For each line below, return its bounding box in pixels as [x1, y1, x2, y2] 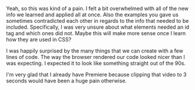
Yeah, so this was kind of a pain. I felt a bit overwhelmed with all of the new [6, 5, 189, 12]
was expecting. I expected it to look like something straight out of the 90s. [6, 60, 186, 67]
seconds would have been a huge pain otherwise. [6, 77, 127, 84]
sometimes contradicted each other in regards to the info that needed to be [6, 18, 189, 24]
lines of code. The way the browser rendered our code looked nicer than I [6, 54, 186, 60]
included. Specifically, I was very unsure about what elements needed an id [6, 23, 190, 30]
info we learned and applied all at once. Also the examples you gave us [6, 11, 179, 18]
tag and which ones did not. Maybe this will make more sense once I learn [6, 30, 186, 37]
